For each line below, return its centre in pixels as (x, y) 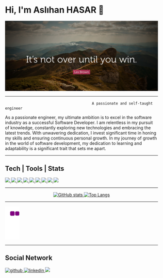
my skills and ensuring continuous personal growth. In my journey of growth (81, 138)
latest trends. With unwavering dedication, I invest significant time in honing (81, 133)
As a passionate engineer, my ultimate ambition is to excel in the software (78, 118)
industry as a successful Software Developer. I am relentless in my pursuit (79, 123)
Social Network (29, 258)
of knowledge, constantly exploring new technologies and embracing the (78, 128)
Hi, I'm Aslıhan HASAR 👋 (55, 10)
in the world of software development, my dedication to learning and (73, 143)
